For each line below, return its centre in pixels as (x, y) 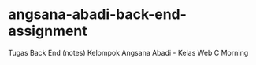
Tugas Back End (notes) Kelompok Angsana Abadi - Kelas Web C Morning (128, 52)
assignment (48, 31)
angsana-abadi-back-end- (98, 14)
